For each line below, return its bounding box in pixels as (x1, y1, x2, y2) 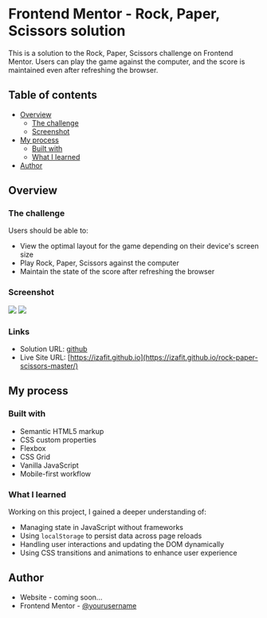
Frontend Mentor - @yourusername (19, 600, 137, 610)
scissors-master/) (19, 361, 78, 371)
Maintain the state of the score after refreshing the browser (19, 267, 215, 277)
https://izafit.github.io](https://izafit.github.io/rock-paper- (70, 353, 259, 362)
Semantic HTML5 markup (19, 426, 104, 436)
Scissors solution (8, 22, 126, 40)
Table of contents (8, 89, 97, 102)
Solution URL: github (19, 345, 88, 354)
